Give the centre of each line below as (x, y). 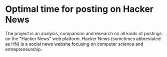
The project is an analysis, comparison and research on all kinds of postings (83, 33)
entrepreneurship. (24, 49)
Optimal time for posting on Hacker (79, 9)
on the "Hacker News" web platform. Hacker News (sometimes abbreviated (83, 39)
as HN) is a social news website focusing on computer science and (74, 44)
